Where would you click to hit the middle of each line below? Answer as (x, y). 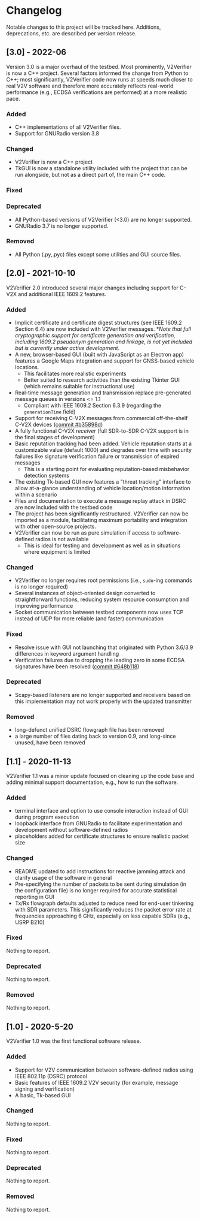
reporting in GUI (35, 897)
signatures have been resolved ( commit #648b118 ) (77, 666)
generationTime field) (50, 412)
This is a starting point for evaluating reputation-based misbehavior (107, 469)
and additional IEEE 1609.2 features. (62, 294)
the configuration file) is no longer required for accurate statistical (96, 890)
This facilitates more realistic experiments (75, 373)
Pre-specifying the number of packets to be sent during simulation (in (101, 884)
